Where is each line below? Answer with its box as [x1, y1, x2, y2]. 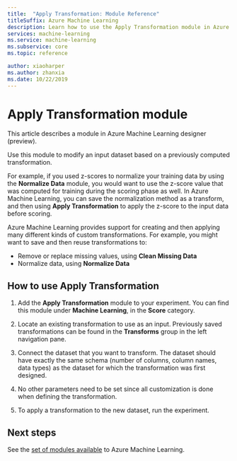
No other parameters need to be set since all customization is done [17, 385, 214, 393]
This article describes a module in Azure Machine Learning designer [7, 129, 207, 138]
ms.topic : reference [7, 50, 69, 57]
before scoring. [7, 209, 52, 218]
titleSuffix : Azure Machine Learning [7, 17, 119, 24]
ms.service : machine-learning [7, 37, 97, 44]
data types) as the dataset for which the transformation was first [17, 363, 206, 372]
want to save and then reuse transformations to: [7, 238, 147, 247]
